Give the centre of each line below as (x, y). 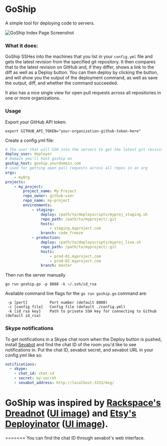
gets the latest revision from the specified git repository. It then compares (80, 62)
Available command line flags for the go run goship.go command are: (76, 294)
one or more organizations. (33, 98)
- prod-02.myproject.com (75, 261)
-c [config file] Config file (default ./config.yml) (66, 307)
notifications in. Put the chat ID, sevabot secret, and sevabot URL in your (79, 350)
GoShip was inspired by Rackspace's (83, 403)
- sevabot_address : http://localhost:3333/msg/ (64, 383)
